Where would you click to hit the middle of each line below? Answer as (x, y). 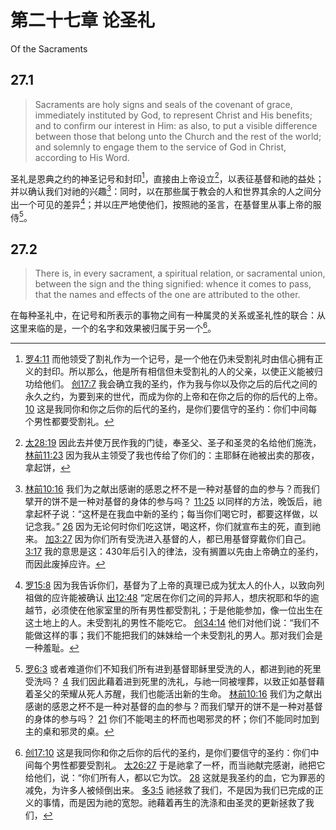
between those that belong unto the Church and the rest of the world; (178, 136)
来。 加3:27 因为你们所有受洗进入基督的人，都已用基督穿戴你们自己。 (168, 538)
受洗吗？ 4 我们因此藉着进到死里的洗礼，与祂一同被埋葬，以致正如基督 (170, 681)
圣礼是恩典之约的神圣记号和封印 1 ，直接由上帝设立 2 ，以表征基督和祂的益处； (167, 178)
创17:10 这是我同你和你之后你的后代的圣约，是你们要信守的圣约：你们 (167, 752)
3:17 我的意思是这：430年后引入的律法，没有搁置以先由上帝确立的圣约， (174, 551)
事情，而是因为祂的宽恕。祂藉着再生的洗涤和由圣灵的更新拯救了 (174, 802)
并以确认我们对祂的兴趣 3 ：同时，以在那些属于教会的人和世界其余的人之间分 (166, 191)
